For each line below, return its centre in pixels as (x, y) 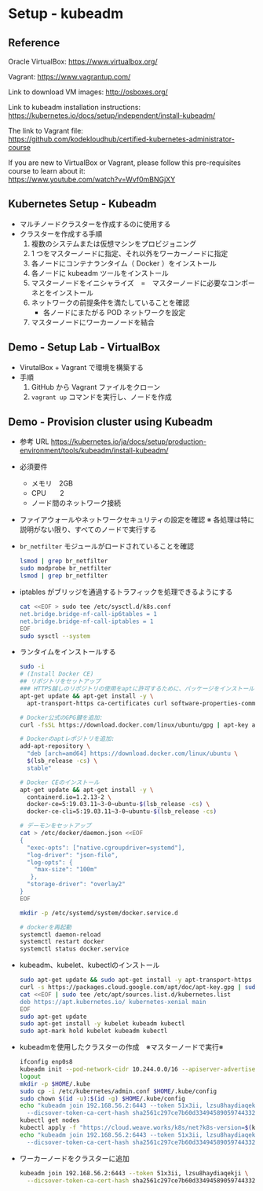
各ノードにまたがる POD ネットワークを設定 (114, 312)
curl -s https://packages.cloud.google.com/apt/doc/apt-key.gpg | (130, 988)
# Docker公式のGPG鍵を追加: (61, 717)
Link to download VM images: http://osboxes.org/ (88, 92)
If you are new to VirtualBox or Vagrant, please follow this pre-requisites (124, 163)
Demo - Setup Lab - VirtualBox (84, 348)
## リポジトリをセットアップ (60, 682)
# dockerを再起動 (46, 927)
